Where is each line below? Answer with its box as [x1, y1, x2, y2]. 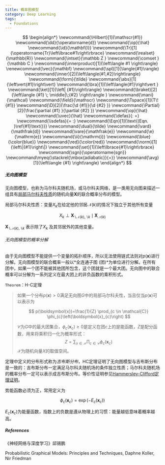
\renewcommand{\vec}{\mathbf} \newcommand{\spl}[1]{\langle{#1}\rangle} [5, 66, 160, 72]
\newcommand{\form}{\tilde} [28, 76, 87, 82]
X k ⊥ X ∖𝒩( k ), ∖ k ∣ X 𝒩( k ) [59, 213, 106, 219]
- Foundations [9, 21, 38, 26]
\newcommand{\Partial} [111, 102, 160, 108]
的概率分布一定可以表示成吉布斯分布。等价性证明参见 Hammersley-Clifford [5, 371, 155, 377]
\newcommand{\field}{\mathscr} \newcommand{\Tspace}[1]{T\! [29, 97, 159, 103]
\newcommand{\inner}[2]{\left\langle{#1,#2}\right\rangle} [24, 71, 141, 77]
